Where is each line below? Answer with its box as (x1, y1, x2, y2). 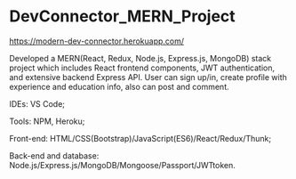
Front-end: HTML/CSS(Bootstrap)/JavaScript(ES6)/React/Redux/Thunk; (9, 133, 272, 143)
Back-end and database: (9, 150, 100, 161)
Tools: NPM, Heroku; (9, 116, 85, 126)
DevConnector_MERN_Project (9, 6, 236, 27)
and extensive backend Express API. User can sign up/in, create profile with (9, 71, 287, 82)
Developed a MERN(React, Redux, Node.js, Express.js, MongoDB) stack (9, 53, 272, 63)
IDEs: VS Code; (9, 98, 65, 109)
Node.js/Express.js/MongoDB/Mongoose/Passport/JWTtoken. (9, 159, 236, 170)
